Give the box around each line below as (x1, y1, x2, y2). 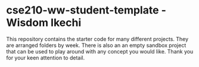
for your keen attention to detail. (6, 54, 85, 61)
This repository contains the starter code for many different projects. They (6, 35, 189, 42)
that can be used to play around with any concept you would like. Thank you (6, 48, 194, 55)
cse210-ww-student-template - (6, 4, 167, 17)
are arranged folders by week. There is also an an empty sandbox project (6, 42, 186, 49)
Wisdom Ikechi (6, 16, 82, 29)
